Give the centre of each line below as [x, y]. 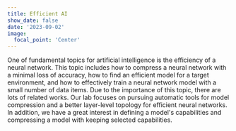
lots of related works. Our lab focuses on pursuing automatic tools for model [118, 98]
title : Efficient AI [38, 14]
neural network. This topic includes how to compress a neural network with [117, 68]
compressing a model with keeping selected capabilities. [90, 120]
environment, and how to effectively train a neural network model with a [112, 82]
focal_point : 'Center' [47, 40]
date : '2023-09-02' [36, 27]
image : [17, 33]
